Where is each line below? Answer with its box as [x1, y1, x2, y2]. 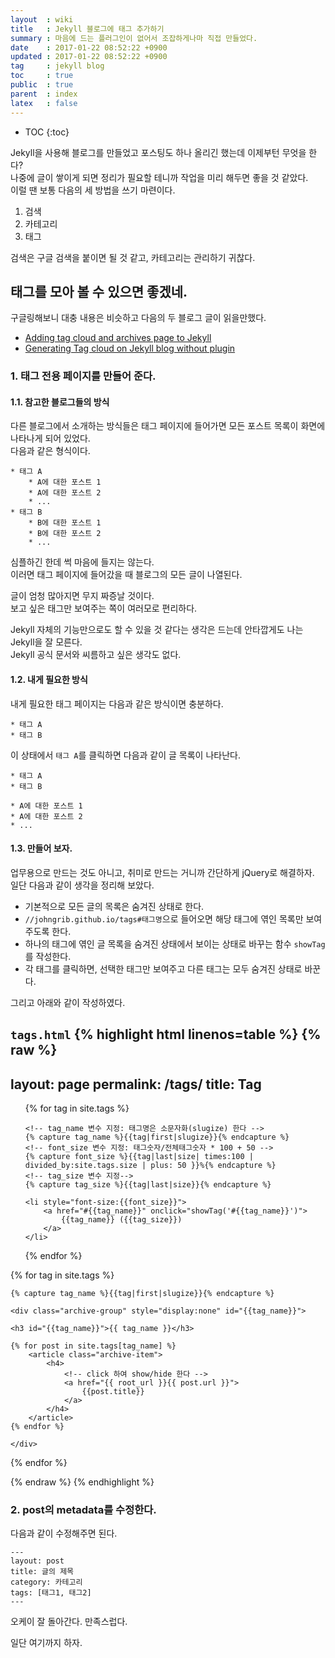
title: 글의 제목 [10, 1567, 75, 1577]
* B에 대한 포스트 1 [28, 518, 102, 528]
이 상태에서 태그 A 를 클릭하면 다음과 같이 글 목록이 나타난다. [10, 749, 241, 761]
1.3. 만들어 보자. [10, 842, 73, 855]
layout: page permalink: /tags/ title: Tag [10, 1076, 262, 1093]
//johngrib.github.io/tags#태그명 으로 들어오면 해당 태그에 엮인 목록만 [24, 912, 304, 925]
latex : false [10, 98, 78, 108]
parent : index [10, 89, 78, 99]
